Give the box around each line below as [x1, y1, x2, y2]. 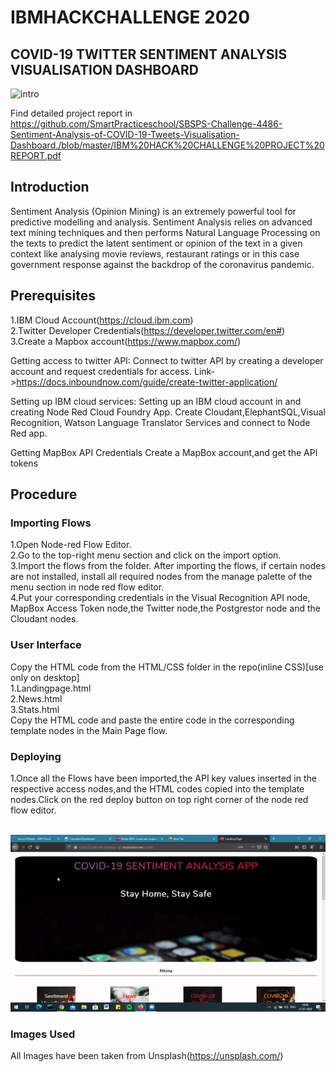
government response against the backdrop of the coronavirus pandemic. [10, 258, 315, 270]
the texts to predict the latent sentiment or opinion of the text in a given [10, 237, 303, 249]
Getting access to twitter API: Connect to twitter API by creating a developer [10, 354, 324, 366]
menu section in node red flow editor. [10, 581, 165, 593]
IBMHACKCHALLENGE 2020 [10, 6, 251, 29]
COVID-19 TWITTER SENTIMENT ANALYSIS [10, 46, 288, 63]
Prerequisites [10, 287, 96, 305]
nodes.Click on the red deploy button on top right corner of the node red [10, 793, 309, 805]
